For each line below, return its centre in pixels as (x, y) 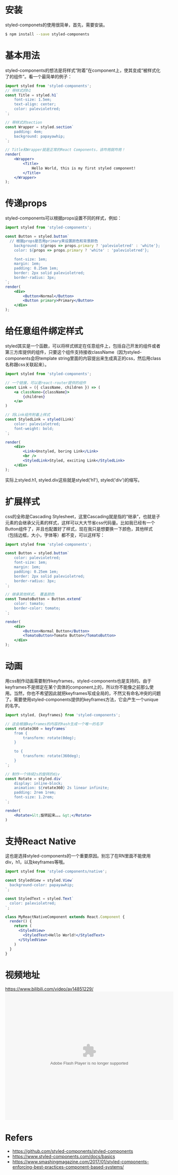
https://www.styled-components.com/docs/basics (64, 1157)
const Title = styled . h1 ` (32, 95)
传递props (26, 203)
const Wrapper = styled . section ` (40, 127)
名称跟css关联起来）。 (27, 364)
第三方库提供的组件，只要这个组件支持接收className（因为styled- (73, 352)
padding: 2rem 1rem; (35, 793)
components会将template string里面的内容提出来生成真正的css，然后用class (83, 358)
